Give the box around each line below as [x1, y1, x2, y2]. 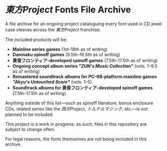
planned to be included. [5, 111, 54, 117]
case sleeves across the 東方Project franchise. [5, 26, 101, 32]
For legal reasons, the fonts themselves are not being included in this [5, 136, 147, 142]
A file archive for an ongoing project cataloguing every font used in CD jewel [5, 20, 162, 27]
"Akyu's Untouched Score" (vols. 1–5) [12, 78, 92, 84]
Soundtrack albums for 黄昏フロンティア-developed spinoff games [12, 84, 153, 90]
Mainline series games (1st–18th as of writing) [12, 46, 108, 52]
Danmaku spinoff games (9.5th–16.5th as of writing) [12, 51, 121, 57]
